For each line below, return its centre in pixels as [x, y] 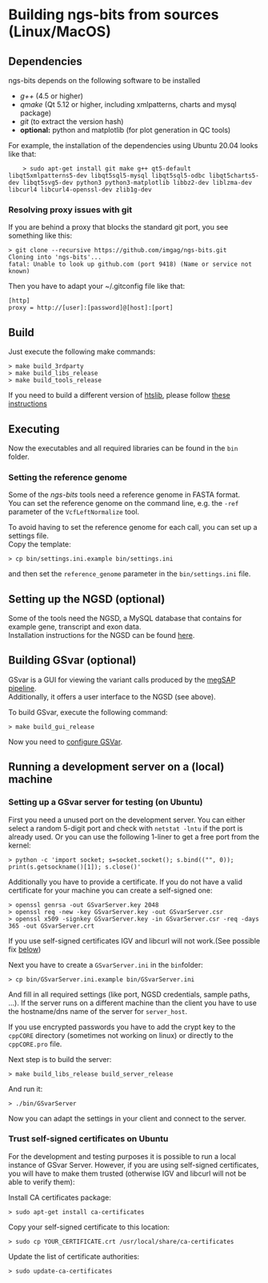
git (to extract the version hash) [72, 121]
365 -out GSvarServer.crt [51, 926]
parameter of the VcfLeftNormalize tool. [74, 512]
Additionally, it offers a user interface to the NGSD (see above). [112, 696]
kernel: [20, 845]
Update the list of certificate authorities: [74, 1256]
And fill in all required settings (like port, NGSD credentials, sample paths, [129, 994]
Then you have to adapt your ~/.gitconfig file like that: [97, 287]
